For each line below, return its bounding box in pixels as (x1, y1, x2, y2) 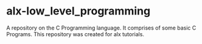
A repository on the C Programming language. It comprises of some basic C (6, 24, 197, 31)
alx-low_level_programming (6, 4, 151, 18)
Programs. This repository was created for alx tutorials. (6, 30, 145, 37)
